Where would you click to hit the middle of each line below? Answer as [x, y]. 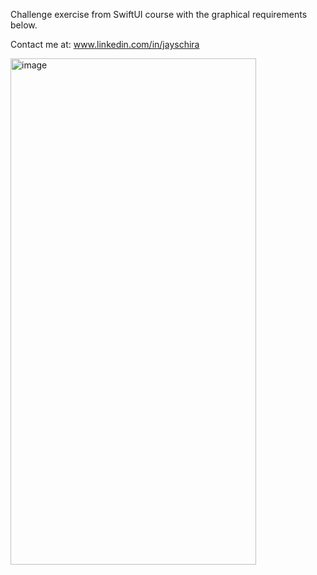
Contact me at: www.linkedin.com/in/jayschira [105, 44]
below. [24, 25]
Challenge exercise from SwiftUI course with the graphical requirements [159, 14]
